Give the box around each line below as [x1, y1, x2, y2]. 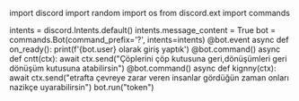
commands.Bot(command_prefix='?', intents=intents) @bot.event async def [9, 35, 289, 45]
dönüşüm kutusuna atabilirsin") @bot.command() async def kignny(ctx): [9, 63, 277, 73]
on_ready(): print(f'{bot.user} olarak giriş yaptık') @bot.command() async [9, 44, 281, 55]
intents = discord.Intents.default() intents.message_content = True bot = [9, 25, 277, 35]
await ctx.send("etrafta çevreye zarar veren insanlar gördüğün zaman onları [9, 72, 289, 83]
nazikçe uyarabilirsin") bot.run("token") [9, 82, 154, 92]
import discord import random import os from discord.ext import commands [9, 8, 290, 18]
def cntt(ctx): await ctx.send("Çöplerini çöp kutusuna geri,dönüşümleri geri [9, 54, 287, 63]
